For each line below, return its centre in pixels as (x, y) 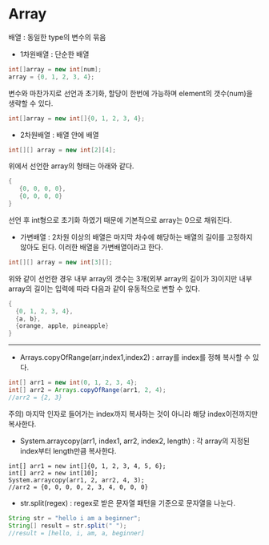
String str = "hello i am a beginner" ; (75, 518)
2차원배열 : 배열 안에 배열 (59, 135)
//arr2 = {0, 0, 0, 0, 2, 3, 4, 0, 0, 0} (78, 487)
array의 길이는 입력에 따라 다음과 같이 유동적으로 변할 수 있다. (104, 289)
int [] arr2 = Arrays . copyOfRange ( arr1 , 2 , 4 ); (87, 390)
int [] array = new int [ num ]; (55, 69)
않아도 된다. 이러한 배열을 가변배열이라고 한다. (92, 247)
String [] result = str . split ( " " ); (68, 526)
